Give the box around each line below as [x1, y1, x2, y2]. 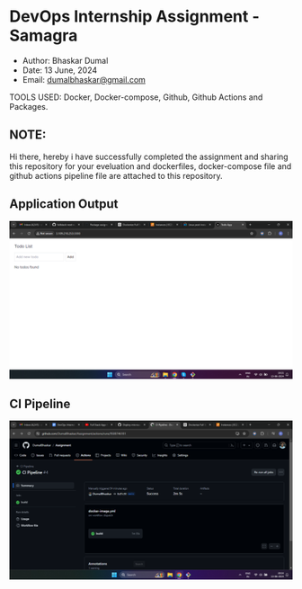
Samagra [9, 25, 78, 46]
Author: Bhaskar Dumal [22, 55, 109, 66]
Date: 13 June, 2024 [22, 65, 98, 76]
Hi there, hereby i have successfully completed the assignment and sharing [9, 151, 289, 162]
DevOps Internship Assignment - [9, 6, 261, 27]
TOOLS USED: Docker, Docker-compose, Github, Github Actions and [9, 92, 263, 103]
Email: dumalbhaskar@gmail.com [22, 74, 147, 85]
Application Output [9, 196, 119, 212]
